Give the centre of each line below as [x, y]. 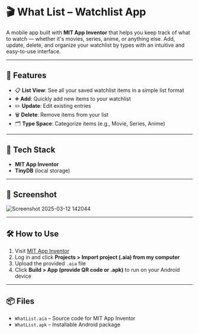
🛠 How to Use [33, 234]
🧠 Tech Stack [31, 150]
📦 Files [20, 301]
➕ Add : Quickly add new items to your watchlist [73, 98]
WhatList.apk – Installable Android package [67, 325]
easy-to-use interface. [33, 51]
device [23, 276]
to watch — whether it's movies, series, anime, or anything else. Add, [91, 38]
